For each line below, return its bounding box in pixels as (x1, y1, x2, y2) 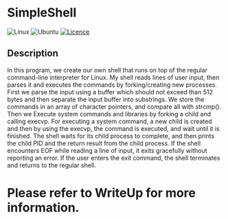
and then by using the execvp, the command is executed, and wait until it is (7, 124, 220, 132)
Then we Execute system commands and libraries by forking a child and (7, 109, 212, 118)
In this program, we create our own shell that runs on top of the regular (7, 65, 208, 74)
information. (7, 200, 80, 215)
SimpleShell (7, 5, 77, 21)
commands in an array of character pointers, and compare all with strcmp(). (7, 102, 222, 111)
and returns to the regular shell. (7, 160, 96, 169)
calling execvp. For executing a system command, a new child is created (7, 117, 213, 125)
